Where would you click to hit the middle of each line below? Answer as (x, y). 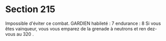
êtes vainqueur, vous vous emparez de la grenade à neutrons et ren (76, 28)
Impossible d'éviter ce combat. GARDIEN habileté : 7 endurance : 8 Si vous (83, 23)
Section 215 (30, 9)
